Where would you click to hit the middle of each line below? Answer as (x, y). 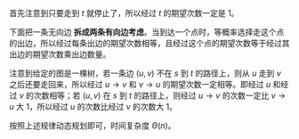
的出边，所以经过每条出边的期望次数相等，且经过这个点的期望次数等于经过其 (149, 43)
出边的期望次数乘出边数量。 (60, 54)
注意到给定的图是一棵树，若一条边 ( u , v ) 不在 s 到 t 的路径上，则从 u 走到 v (145, 73)
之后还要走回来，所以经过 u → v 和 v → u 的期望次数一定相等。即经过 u (140, 84)
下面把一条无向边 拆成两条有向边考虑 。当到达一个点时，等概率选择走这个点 (147, 32)
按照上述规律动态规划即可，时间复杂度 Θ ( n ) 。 (93, 126)
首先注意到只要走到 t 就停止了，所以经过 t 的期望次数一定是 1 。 (124, 13)
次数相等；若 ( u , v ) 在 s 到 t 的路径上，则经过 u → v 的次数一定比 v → (160, 95)
